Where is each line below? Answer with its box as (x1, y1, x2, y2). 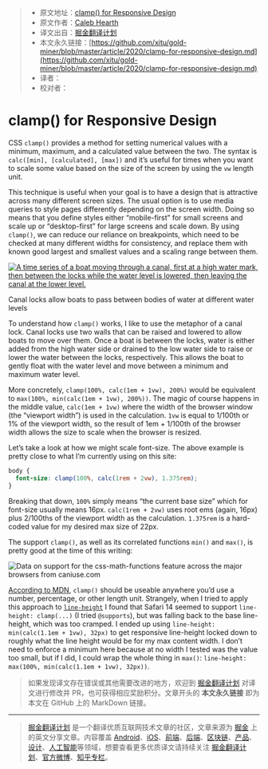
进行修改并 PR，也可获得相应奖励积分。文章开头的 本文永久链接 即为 (34, 688, 260, 697)
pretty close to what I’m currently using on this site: (8, 451, 177, 461)
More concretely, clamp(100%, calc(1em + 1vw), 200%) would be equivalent (8, 385, 256, 394)
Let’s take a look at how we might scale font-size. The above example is (8, 442, 245, 452)
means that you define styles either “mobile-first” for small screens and (8, 212, 243, 222)
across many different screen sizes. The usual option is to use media (8, 196, 234, 205)
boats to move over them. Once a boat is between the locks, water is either (8, 335, 255, 345)
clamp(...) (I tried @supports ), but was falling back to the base (37, 610, 242, 620)
